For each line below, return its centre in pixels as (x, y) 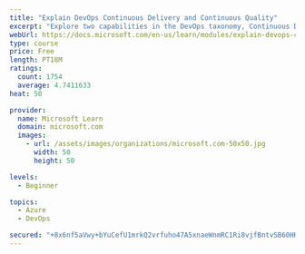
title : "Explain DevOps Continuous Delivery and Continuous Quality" (144, 18)
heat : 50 (26, 93)
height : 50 (54, 161)
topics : (24, 202)
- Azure (32, 210)
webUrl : (24, 34)
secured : (26, 235)
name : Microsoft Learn (60, 119)
